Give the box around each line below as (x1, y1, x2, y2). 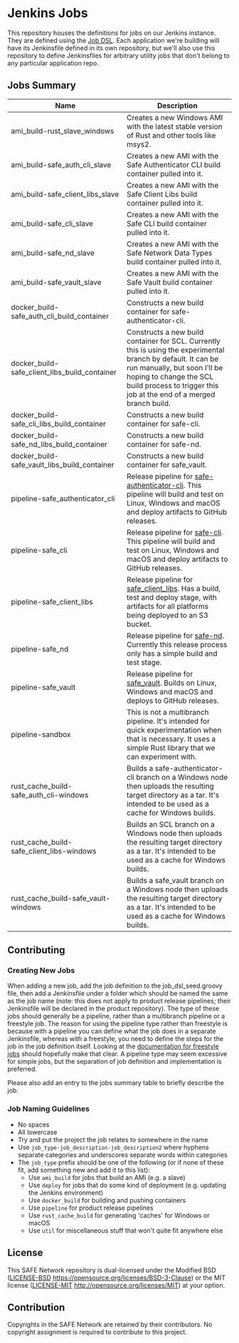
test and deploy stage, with (127, 592, 217, 602)
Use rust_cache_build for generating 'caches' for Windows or (28, 1211, 210, 1219)
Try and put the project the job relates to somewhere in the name (17, 1135, 208, 1144)
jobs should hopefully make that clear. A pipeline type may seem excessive (7, 1050, 228, 1058)
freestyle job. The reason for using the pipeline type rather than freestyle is (7, 1020, 228, 1028)
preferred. (7, 1065, 38, 1073)
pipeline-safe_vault (11, 682, 76, 692)
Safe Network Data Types (127, 248, 213, 258)
